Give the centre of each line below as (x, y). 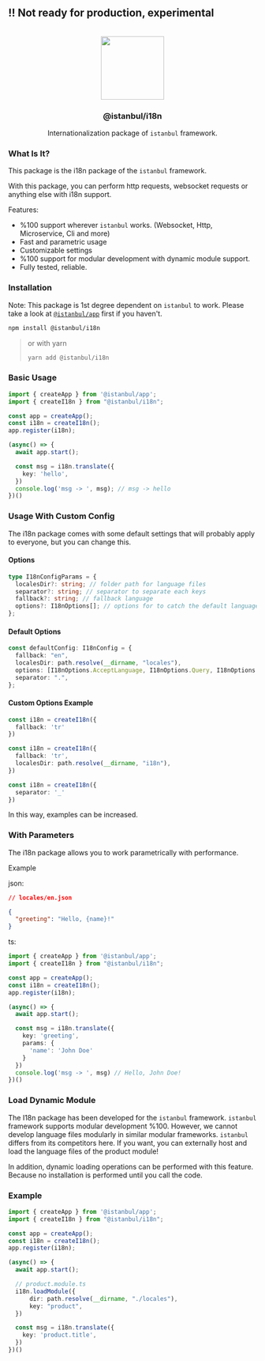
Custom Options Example (51, 703)
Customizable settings (56, 250)
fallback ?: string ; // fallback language (84, 599)
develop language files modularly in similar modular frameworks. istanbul (128, 1134)
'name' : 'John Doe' (61, 1050)
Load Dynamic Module (52, 1101)
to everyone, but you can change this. (70, 542)
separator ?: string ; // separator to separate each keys (111, 591)
